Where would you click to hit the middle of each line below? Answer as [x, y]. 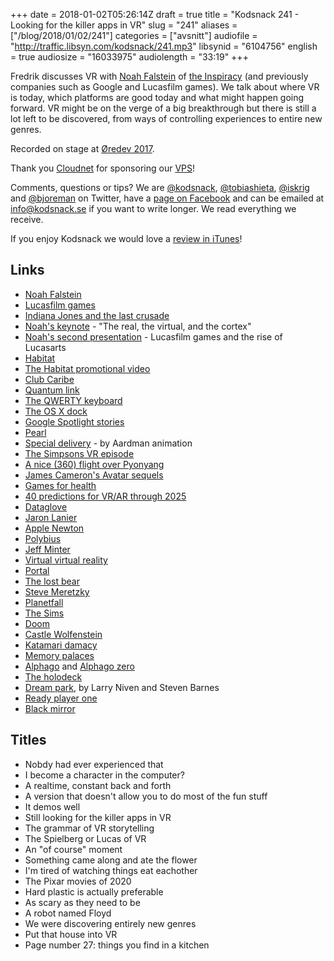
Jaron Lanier [51, 517]
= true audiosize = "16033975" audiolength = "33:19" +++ [129, 57]
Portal [37, 570]
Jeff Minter [47, 549]
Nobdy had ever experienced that [94, 764]
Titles [28, 740]
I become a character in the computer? [104, 775]
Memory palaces [59, 655]
